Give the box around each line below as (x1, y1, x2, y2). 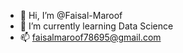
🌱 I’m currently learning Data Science (19, 20, 174, 32)
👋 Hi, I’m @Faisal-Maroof (19, 10, 123, 21)
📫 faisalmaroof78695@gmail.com (19, 31, 162, 43)
